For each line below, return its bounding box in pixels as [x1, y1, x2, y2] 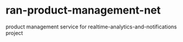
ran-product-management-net [5, 4, 161, 17]
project [5, 29, 23, 36]
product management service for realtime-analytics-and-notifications [5, 23, 177, 30]
